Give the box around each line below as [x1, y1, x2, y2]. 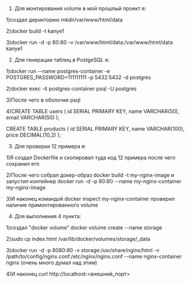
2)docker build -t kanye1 [6, 27, 65, 34]
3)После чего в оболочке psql [6, 96, 80, 103]
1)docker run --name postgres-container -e [6, 68, 110, 75]
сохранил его [6, 160, 40, 167]
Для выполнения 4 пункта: [14, 213, 82, 219]
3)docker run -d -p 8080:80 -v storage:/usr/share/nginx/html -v [6, 247, 160, 253]
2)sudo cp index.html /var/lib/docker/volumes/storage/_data [6, 236, 150, 242]
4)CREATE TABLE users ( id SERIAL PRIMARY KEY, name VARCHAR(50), [6, 108, 180, 114]
